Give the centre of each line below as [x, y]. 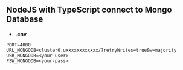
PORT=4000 [19, 45]
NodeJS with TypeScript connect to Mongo [89, 10]
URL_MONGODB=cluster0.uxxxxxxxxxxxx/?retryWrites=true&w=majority [91, 50]
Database [25, 20]
